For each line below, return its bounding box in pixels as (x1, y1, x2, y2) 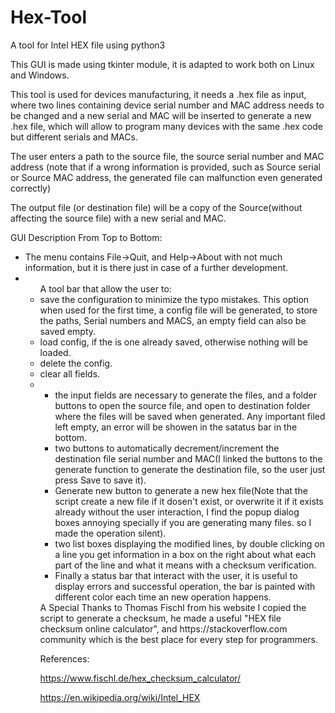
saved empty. (39, 325, 97, 337)
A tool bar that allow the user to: (39, 282, 172, 295)
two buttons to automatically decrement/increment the (54, 442, 280, 454)
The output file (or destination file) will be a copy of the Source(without (10, 201, 303, 213)
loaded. (39, 346, 72, 358)
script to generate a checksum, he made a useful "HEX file (39, 612, 282, 624)
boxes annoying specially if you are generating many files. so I (54, 516, 312, 528)
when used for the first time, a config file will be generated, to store (39, 304, 318, 316)
